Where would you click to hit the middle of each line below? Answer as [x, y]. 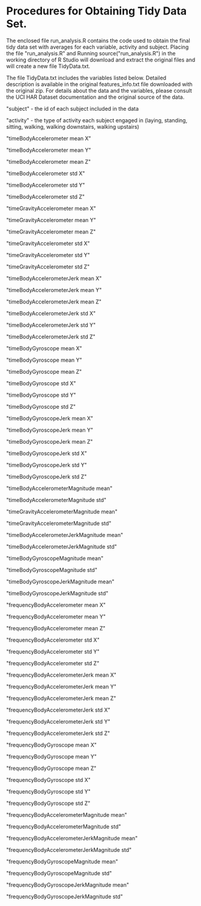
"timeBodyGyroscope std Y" [41, 395]
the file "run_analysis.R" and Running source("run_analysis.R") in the [91, 53]
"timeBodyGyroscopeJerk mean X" [50, 418]
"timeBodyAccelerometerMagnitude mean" [59, 488]
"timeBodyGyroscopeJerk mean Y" [50, 430]
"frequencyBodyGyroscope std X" [49, 780]
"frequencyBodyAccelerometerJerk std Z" [58, 733]
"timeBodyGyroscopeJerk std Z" [46, 476]
